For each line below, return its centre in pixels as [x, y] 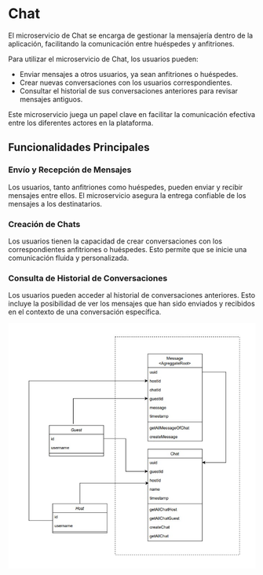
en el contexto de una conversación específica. [85, 312]
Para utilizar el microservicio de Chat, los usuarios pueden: [103, 59]
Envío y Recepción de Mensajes [70, 170]
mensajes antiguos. [51, 99]
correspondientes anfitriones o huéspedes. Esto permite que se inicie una [128, 249]
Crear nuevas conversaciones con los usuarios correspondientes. [126, 82]
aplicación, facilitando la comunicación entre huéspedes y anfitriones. [121, 43]
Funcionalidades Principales [79, 147]
